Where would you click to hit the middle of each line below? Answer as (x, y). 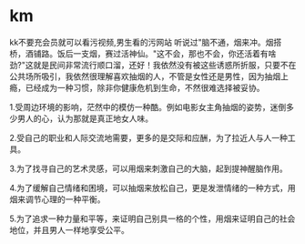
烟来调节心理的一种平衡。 (57, 199)
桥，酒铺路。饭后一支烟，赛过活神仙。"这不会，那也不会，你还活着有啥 (143, 53)
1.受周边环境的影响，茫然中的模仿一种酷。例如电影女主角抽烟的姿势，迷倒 (148, 107)
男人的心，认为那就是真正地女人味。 (85, 118)
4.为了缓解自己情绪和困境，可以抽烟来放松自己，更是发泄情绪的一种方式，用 (152, 188)
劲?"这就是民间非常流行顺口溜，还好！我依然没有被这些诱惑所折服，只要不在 (153, 65)
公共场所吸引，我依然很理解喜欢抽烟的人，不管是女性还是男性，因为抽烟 (145, 76)
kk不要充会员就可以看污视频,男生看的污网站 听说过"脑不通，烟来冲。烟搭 (146, 42)
